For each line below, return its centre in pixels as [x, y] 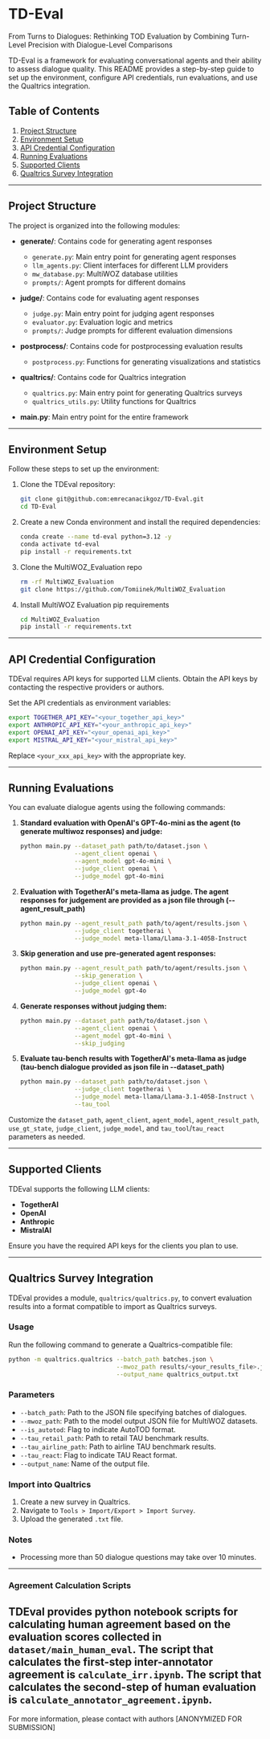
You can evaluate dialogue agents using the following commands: [117, 808]
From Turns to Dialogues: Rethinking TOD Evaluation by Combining [119, 36]
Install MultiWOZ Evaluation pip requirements [95, 604]
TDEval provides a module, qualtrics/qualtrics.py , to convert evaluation [130, 1298]
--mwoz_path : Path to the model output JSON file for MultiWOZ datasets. [139, 1421]
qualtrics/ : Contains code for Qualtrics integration [103, 377]
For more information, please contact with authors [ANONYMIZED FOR [125, 1719]
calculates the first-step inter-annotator [110, 1661]
